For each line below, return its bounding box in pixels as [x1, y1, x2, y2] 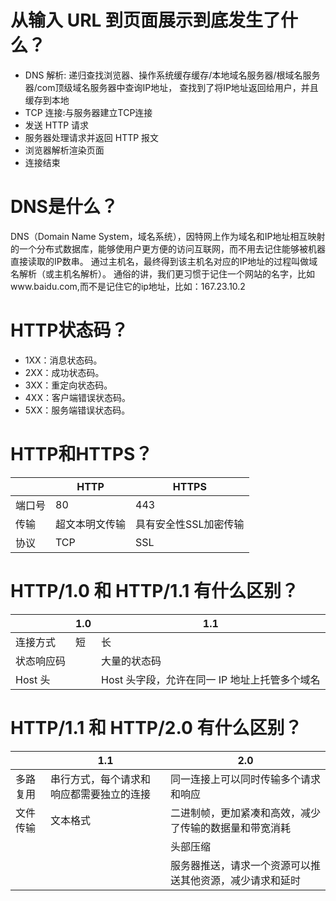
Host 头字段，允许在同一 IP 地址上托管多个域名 [101, 672, 321, 686]
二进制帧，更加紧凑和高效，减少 [169, 806, 321, 820]
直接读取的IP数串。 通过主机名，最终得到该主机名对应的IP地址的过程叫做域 [10, 255, 318, 267]
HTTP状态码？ [10, 319, 129, 342]
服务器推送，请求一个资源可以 [169, 858, 311, 872]
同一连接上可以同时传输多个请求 [169, 772, 321, 786]
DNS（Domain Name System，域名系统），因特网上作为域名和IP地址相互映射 [10, 230, 326, 242]
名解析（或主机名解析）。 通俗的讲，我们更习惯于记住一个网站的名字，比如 [10, 267, 315, 280]
